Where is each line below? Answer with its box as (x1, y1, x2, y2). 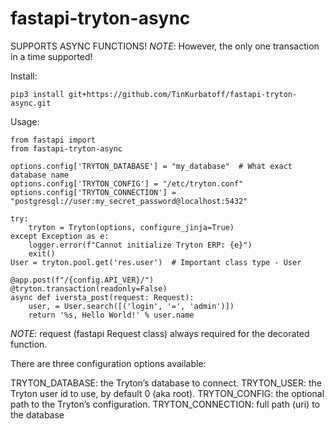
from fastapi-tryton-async (10, 143, 123, 154)
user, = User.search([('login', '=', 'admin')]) (28, 301, 235, 311)
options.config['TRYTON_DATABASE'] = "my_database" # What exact (10, 161, 293, 171)
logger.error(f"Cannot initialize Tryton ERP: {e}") (28, 240, 253, 250)
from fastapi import (10, 135, 97, 145)
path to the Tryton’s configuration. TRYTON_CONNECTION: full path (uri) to (10, 398, 320, 410)
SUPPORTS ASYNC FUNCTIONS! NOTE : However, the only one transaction (10, 40, 320, 52)
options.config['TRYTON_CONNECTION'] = (10, 187, 177, 197)
